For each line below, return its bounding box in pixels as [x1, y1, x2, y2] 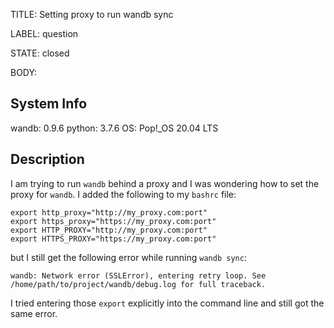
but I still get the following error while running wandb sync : [10, 251, 247, 263]
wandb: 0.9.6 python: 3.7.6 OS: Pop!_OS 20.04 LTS [10, 122, 219, 134]
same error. [10, 307, 58, 319]
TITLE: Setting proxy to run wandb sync [10, 9, 174, 20]
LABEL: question [10, 28, 79, 39]
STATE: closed [10, 47, 70, 59]
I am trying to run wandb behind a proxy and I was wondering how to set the [10, 177, 320, 189]
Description [10, 151, 85, 168]
